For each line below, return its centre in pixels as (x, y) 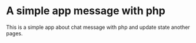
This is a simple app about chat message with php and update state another (98, 27)
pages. (14, 33)
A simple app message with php (86, 11)
